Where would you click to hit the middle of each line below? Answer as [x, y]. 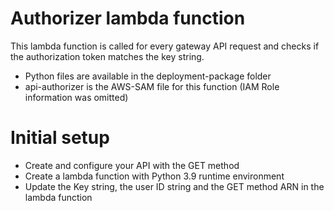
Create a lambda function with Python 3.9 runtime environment [154, 176]
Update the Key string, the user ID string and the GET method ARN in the [174, 186]
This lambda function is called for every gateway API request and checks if [165, 46]
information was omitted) [76, 97]
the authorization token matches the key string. [107, 56]
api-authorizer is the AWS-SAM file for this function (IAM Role [152, 86]
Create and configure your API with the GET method [132, 165]
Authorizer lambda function [128, 18]
